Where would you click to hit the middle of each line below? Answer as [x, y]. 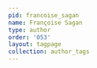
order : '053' [30, 37]
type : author [30, 30]
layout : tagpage [35, 45]
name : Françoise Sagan [45, 23]
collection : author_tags [49, 52]
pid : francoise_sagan [44, 15]
